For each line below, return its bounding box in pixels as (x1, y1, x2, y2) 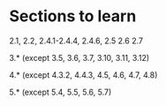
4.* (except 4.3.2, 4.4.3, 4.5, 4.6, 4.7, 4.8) (9, 69, 158, 80)
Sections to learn (9, 6, 137, 26)
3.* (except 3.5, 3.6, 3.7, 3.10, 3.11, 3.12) (9, 52, 150, 63)
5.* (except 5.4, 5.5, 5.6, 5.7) (9, 87, 112, 97)
